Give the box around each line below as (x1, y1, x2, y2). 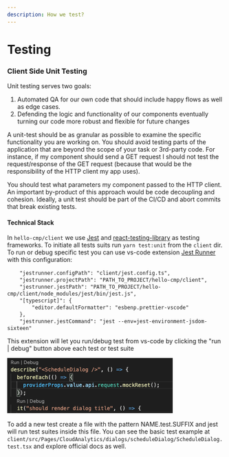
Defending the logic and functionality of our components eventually (17, 110, 208, 119)
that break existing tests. (7, 203, 77, 211)
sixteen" (7, 325, 32, 332)
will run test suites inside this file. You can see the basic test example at (7, 427, 210, 436)
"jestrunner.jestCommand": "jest (19, 318, 116, 325)
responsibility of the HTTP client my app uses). (7, 167, 140, 176)
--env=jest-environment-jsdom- (118, 318, 208, 325)
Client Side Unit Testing (7, 66, 87, 76)
